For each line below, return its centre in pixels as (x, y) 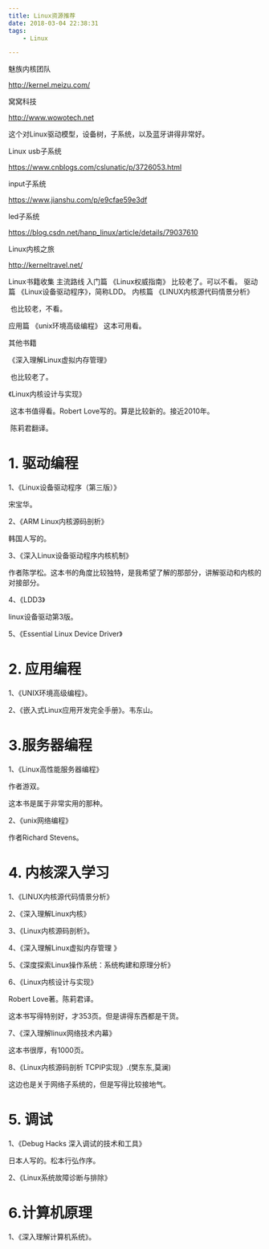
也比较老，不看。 (38, 309)
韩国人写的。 (29, 539)
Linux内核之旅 (31, 249)
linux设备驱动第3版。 (43, 617)
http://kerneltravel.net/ (45, 265)
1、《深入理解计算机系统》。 (52, 1236)
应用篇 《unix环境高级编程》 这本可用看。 (77, 326)
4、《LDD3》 (27, 600)
